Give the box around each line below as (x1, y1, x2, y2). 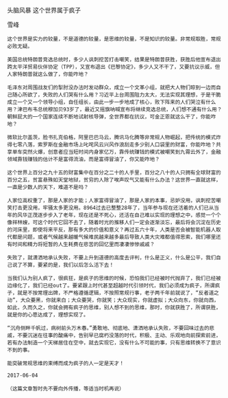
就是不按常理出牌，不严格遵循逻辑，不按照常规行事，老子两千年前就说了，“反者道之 (16, 289, 219, 296)
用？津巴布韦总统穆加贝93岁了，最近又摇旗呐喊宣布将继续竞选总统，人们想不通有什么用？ (7, 106, 223, 113)
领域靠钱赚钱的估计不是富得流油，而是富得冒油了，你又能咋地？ (7, 156, 160, 163)
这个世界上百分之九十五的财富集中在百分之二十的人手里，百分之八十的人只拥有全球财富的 (7, 169, 221, 176)
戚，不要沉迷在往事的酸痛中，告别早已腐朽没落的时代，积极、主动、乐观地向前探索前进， (7, 332, 221, 339)
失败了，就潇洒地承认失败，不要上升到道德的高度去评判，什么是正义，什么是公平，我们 (7, 254, 216, 261)
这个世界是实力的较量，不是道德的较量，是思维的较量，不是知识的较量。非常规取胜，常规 (7, 36, 221, 43)
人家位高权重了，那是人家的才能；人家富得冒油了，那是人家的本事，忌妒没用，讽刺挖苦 (7, 197, 216, 204)
